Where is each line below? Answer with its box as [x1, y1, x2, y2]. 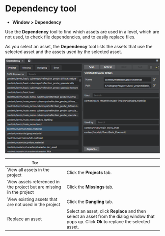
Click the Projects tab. [66, 169, 112, 175]
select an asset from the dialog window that [66, 213, 155, 219]
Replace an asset [7, 216, 42, 222]
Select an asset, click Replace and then [66, 208, 146, 214]
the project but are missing [7, 184, 61, 190]
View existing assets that [7, 196, 57, 202]
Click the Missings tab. [66, 184, 114, 190]
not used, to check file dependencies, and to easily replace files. [5, 34, 136, 40]
